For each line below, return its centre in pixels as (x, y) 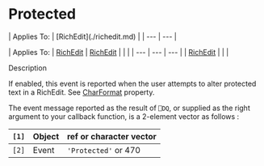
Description (27, 68)
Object (46, 136)
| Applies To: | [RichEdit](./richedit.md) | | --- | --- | (93, 36)
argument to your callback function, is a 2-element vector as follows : (124, 116)
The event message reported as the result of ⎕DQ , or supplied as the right (129, 108)
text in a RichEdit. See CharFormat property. (82, 92)
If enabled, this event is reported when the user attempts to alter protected (132, 83)
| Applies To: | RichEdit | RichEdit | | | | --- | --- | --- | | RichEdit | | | (119, 52)
